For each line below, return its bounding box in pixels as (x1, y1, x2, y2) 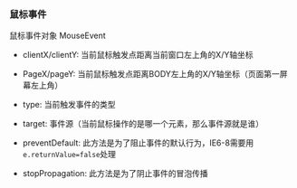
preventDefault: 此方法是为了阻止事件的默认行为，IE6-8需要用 (22, 137, 254, 148)
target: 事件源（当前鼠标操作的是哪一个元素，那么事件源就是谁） (22, 118, 264, 129)
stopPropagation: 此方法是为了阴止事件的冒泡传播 (22, 168, 208, 179)
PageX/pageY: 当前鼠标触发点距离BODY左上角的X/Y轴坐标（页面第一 (22, 69, 281, 80)
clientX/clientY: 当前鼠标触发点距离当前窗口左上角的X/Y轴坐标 (22, 50, 254, 61)
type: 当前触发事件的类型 (22, 99, 116, 110)
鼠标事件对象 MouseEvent (9, 30, 106, 42)
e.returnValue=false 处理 (22, 149, 116, 160)
